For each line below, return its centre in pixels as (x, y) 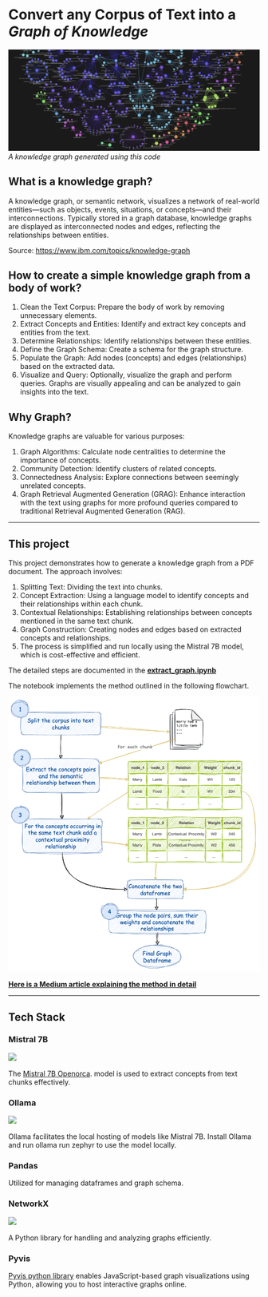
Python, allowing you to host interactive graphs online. (98, 1284)
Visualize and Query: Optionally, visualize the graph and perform (126, 375)
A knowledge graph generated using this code (85, 157)
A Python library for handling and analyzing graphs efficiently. (110, 1238)
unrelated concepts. (53, 486)
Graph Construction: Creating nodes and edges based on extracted (130, 629)
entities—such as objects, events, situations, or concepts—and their (120, 209)
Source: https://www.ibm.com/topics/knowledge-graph (99, 250)
